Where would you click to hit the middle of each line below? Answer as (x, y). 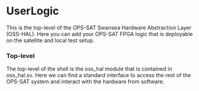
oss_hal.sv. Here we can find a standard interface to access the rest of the (99, 75)
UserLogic (33, 11)
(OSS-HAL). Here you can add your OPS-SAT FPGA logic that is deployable (99, 34)
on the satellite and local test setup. (50, 40)
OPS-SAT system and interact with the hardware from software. (85, 81)
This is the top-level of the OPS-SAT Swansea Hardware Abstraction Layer (99, 28)
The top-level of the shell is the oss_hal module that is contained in (89, 69)
